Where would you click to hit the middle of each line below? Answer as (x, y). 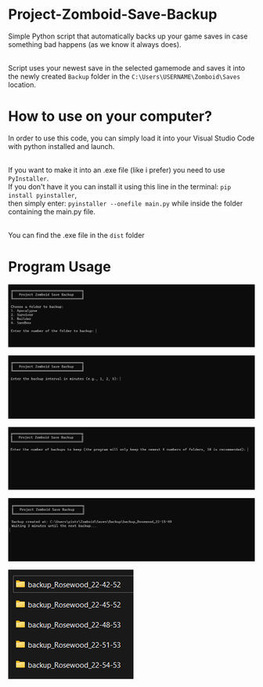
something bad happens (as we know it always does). (95, 44)
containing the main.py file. (52, 211)
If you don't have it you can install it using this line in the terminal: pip (120, 187)
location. (22, 85)
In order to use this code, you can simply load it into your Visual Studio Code (131, 138)
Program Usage (59, 267)
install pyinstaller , (43, 194)
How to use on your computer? (110, 116)
